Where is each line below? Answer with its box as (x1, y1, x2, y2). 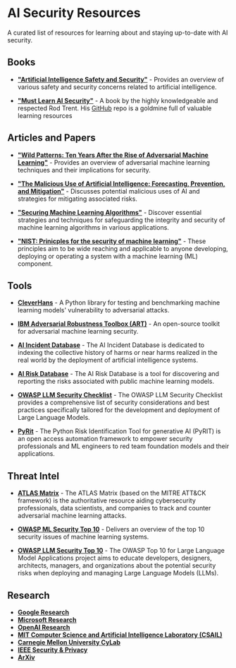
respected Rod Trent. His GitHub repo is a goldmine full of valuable (17, 104, 212, 112)
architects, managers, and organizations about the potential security (17, 561, 216, 570)
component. (17, 259, 53, 268)
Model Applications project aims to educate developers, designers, (17, 553, 213, 563)
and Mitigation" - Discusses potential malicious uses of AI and (17, 187, 200, 195)
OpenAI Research (17, 623, 70, 631)
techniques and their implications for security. (17, 165, 151, 174)
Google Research (17, 608, 69, 616)
